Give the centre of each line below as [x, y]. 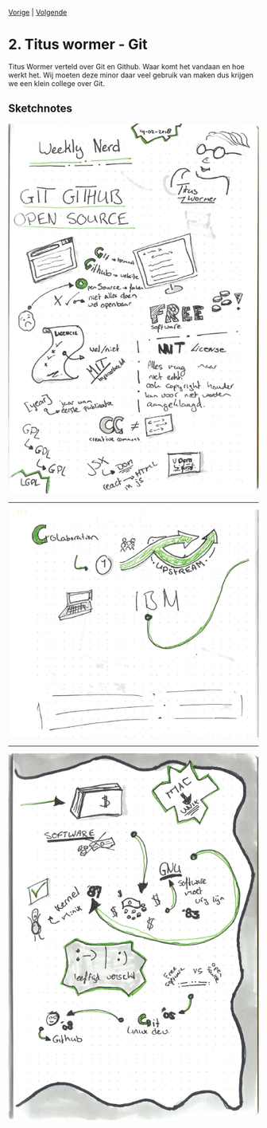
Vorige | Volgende [38, 12]
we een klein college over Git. [57, 83]
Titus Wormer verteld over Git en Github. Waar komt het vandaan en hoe [126, 66]
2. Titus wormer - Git [78, 45]
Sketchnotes [41, 109]
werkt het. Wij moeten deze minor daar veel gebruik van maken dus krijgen [131, 75]
